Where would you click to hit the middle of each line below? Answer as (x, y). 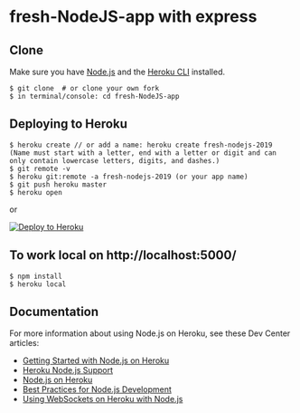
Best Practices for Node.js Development (97, 389)
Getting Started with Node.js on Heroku (96, 360)
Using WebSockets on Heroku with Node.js (103, 399)
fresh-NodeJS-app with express (133, 17)
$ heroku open (36, 192)
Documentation (54, 312)
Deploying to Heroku (69, 124)
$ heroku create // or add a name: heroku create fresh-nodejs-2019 (141, 145)
